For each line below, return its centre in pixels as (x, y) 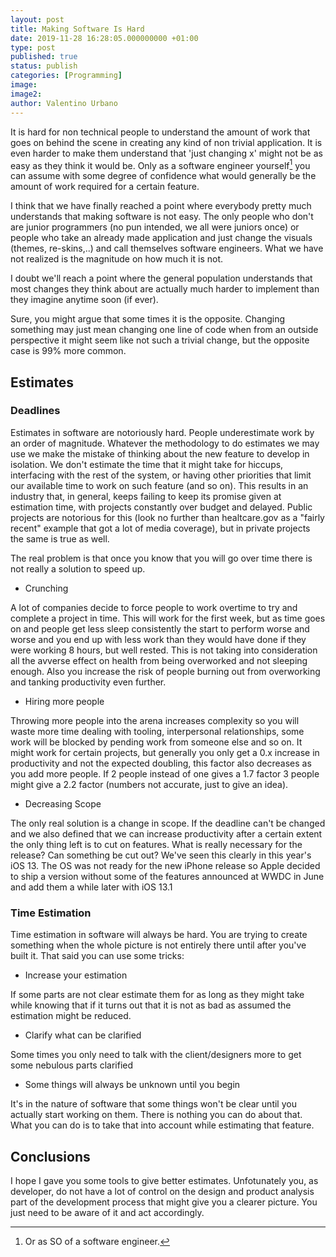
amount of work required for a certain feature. (105, 187)
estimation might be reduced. (71, 1016)
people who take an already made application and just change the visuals (161, 238)
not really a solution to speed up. (78, 568)
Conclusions (50, 1156)
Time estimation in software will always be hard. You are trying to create (159, 935)
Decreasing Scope (63, 803)
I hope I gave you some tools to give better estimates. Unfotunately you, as (164, 1180)
